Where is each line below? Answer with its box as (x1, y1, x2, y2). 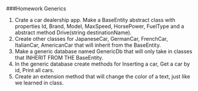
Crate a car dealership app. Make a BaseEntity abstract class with (14, 17, 176, 23)
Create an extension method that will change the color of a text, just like (14, 73, 191, 80)
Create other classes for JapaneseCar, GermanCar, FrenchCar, (14, 35, 168, 42)
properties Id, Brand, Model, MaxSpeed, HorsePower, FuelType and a (14, 23, 184, 30)
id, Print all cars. (14, 67, 55, 73)
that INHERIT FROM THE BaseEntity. (14, 54, 104, 61)
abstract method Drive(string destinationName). (14, 29, 132, 36)
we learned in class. (14, 79, 64, 86)
